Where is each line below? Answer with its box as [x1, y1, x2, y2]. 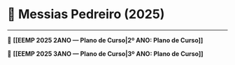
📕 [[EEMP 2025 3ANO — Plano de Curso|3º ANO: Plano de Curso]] [7, 49, 204, 58]
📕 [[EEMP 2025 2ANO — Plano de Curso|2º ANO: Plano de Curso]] [7, 36, 204, 44]
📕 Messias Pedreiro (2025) [7, 6, 165, 22]
